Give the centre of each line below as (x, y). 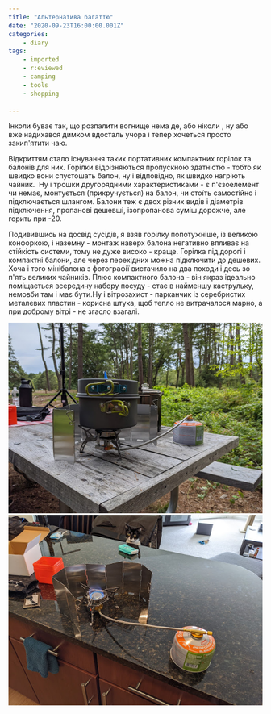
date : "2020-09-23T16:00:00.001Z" (67, 25)
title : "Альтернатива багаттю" (61, 17)
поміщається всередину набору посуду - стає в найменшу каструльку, (131, 286)
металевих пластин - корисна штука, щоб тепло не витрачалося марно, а (135, 303)
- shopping (41, 94)
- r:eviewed (43, 69)
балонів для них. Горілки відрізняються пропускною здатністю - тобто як (135, 167)
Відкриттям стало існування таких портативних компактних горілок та (130, 159)
